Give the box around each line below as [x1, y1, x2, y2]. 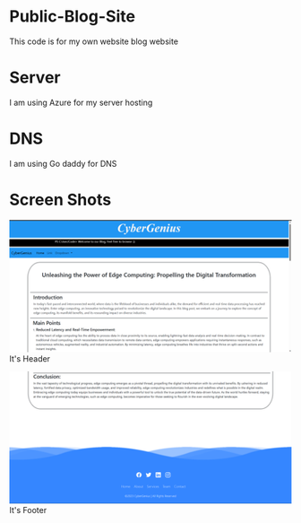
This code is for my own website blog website [9, 36, 179, 47]
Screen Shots [9, 190, 112, 210]
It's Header [9, 353, 51, 364]
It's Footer [9, 504, 47, 515]
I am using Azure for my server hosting [9, 97, 153, 108]
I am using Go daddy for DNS [9, 158, 117, 169]
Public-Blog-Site [9, 6, 136, 27]
